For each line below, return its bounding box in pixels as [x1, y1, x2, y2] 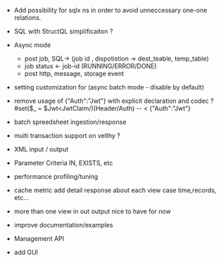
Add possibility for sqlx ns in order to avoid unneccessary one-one [13, 6, 208, 14]
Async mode [13, 41, 51, 49]
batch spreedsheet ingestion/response [13, 118, 127, 126]
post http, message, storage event [24, 70, 125, 77]
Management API [13, 235, 65, 242]
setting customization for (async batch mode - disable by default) [13, 83, 205, 91]
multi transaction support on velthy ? [13, 132, 121, 139]
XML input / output [13, 145, 69, 154]
